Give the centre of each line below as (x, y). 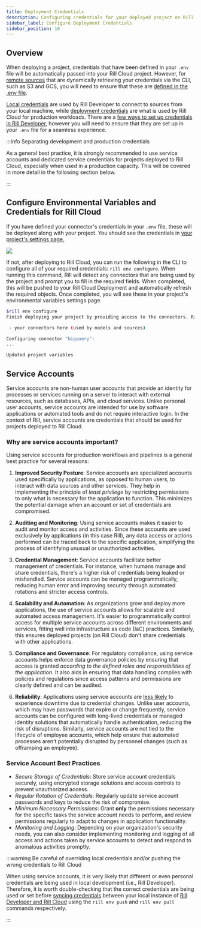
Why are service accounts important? (62, 442)
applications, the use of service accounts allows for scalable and (95, 610)
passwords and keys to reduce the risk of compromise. (83, 802)
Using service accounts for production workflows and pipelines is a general (99, 455)
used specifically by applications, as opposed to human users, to (95, 479)
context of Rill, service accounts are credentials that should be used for (94, 420)
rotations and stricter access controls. (62, 592)
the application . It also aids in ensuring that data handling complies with (103, 672)
